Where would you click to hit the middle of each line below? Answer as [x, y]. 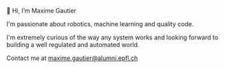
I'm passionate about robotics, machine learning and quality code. [100, 24]
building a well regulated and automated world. [73, 45]
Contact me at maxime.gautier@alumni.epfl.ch [72, 58]
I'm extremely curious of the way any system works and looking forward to [112, 37]
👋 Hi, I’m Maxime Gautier [42, 11]
